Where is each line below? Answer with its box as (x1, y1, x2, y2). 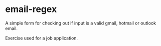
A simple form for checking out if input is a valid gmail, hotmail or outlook (5, 20, 156, 26)
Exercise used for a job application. (5, 35, 78, 41)
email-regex (5, 3, 57, 15)
